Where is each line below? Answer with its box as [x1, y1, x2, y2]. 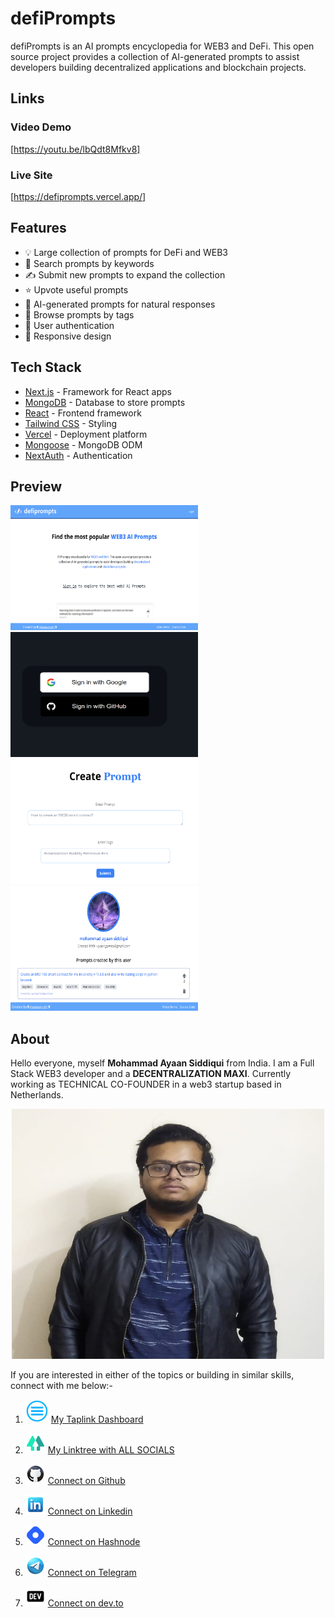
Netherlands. [10, 1089, 64, 1101]
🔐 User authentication [24, 319, 115, 331]
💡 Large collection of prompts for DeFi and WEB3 [24, 246, 228, 258]
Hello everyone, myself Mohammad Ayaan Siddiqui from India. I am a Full [10, 1057, 315, 1069]
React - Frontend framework [24, 407, 142, 419]
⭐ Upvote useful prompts [24, 283, 129, 296]
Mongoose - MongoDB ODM [24, 438, 143, 451]
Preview [10, 478, 63, 495]
